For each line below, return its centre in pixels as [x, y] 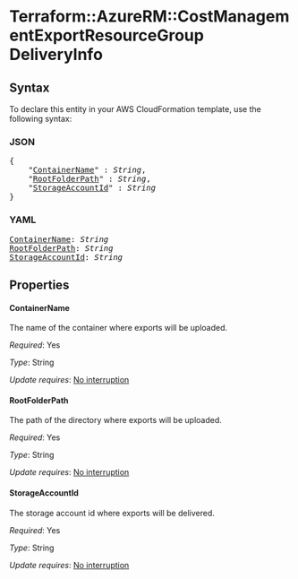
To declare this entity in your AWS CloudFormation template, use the [135, 109]
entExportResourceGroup [106, 35]
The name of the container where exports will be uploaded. [119, 328]
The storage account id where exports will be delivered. [112, 513]
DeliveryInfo [56, 55]
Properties [39, 285]
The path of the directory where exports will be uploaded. [115, 420]
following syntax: [41, 119]
